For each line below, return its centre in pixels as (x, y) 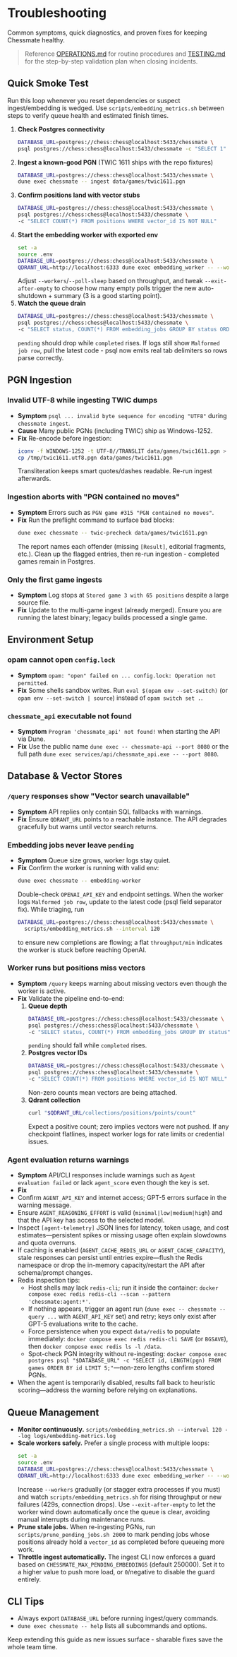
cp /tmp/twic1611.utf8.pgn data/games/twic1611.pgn (95, 458)
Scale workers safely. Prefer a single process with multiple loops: (114, 1443)
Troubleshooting (57, 13)
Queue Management (53, 1412)
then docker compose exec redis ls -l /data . (95, 1346)
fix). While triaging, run (51, 909)
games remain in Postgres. (56, 561)
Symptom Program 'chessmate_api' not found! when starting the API (119, 731)
